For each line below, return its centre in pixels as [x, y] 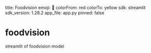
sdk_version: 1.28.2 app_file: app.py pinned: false [55, 13]
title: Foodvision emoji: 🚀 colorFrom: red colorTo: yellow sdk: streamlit [75, 8]
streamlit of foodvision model [35, 46]
